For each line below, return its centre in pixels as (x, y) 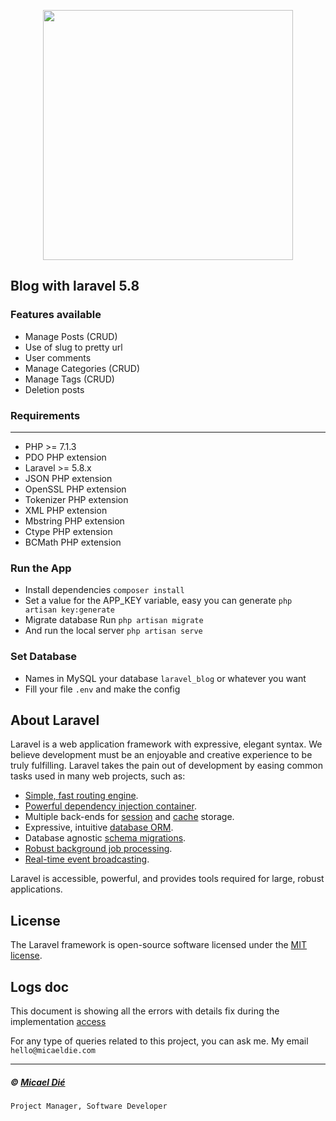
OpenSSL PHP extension (75, 489)
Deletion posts (54, 389)
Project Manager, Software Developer (89, 1106)
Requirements (45, 415)
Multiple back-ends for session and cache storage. (129, 817)
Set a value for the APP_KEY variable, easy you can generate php (158, 601)
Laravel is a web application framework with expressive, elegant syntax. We (166, 744)
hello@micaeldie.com (53, 1051)
